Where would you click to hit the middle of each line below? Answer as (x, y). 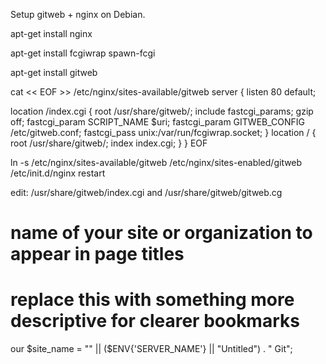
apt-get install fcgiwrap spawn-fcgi (83, 53)
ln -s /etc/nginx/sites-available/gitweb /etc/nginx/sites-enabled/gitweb (156, 162)
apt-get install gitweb (54, 72)
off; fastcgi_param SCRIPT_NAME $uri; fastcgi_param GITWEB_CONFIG (157, 122)
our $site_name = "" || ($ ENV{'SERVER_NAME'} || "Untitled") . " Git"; (151, 349)
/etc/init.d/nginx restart (58, 173)
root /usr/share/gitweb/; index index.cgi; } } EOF (109, 143)
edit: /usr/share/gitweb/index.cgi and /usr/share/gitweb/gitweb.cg (146, 192)
